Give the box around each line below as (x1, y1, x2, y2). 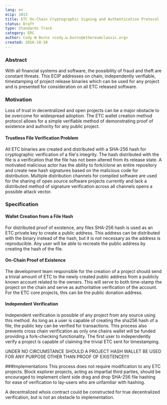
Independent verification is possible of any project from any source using (5, 312, 156, 318)
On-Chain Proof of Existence (5, 257, 66, 263)
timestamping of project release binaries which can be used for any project (5, 78, 160, 84)
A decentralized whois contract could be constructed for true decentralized (5, 389, 161, 395)
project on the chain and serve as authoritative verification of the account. (5, 284, 158, 290)
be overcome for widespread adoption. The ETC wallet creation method (5, 113, 153, 119)
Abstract (5, 56, 27, 63)
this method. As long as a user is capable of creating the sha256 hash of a (5, 317, 158, 323)
